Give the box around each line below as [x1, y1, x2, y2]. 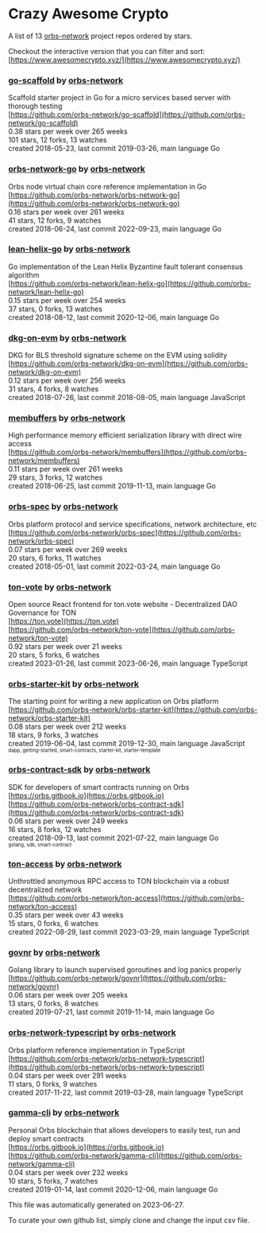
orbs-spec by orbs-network [8, 501, 119, 512]
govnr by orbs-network [8, 947, 101, 958]
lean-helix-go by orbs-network [8, 243, 131, 255]
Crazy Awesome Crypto [8, 5, 169, 23]
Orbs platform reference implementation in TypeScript [8, 1045, 185, 1055]
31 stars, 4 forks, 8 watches [8, 384, 99, 394]
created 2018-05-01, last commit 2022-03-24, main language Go [8, 562, 221, 571]
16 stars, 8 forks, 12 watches [8, 824, 102, 834]
